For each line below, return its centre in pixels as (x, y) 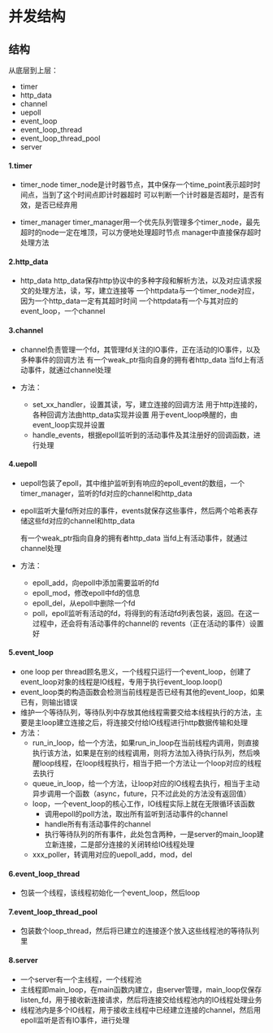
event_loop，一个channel (63, 311)
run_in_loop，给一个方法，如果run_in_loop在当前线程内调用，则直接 (146, 743)
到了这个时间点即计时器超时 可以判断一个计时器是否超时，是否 (153, 195)
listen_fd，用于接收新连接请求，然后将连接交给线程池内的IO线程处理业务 (141, 1000)
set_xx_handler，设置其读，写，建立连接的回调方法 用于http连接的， (147, 404)
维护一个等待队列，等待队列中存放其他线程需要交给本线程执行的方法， (138, 713)
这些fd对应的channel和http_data (81, 520)
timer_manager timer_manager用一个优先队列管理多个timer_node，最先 (140, 222)
